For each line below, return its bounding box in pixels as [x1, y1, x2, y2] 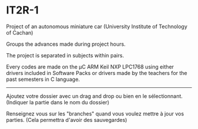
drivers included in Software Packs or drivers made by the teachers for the [6, 69, 187, 76]
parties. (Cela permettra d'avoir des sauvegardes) [6, 116, 128, 123]
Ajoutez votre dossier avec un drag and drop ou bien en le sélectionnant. [6, 92, 183, 100]
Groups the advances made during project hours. [6, 40, 126, 47]
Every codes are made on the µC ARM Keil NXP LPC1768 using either [6, 63, 174, 70]
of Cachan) [6, 29, 34, 36]
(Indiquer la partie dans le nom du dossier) [6, 99, 110, 106]
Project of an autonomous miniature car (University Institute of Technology [6, 23, 187, 30]
